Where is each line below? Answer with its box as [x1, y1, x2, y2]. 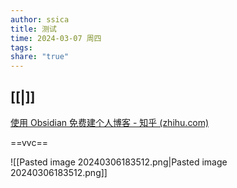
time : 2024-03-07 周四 [10, 33, 102, 43]
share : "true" [10, 52, 70, 62]
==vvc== [10, 136, 48, 148]
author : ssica [10, 14, 70, 25]
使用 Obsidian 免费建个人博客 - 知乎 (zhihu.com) [10, 116, 210, 128]
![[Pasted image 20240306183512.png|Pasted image [10, 156, 228, 168]
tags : [10, 42, 33, 53]
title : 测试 [10, 24, 57, 34]
